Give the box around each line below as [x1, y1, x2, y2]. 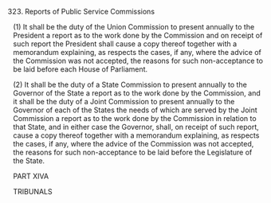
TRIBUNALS [13, 187, 53, 196]
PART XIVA [13, 171, 49, 181]
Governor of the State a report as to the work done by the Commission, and [13, 88, 261, 98]
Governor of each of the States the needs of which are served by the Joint [13, 105, 257, 115]
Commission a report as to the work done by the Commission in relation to [13, 114, 257, 123]
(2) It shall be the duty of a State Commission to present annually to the [13, 80, 248, 89]
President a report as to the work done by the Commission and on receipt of [13, 31, 263, 40]
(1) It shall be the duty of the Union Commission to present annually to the [13, 22, 255, 31]
